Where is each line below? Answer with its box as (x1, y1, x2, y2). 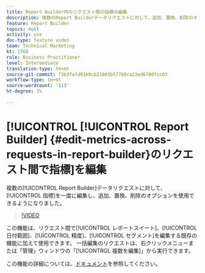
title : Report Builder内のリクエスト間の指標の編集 (6, 9, 128, 15)
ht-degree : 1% (6, 88, 43, 94)
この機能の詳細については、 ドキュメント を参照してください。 (6, 260, 161, 267)
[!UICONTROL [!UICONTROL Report (6, 120, 189, 134)
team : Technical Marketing (6, 43, 75, 49)
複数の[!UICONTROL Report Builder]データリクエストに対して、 (6, 184, 166, 191)
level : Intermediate (6, 60, 59, 66)
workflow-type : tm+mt (6, 77, 62, 83)
